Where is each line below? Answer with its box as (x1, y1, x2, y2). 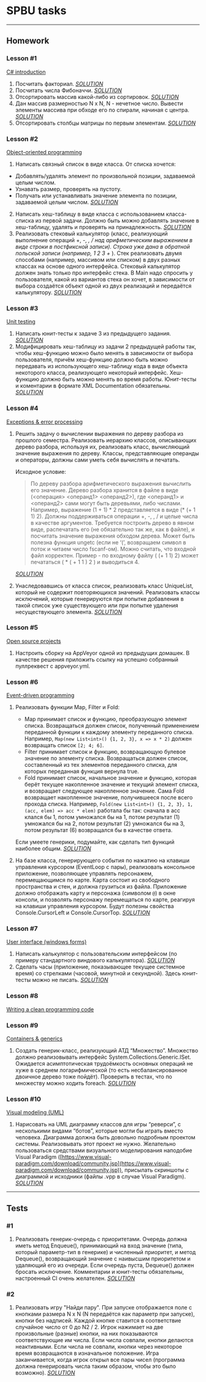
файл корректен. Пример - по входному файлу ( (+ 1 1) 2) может (30, 551, 199, 559)
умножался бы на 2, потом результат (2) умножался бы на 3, (24, 820, 185, 827)
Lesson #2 (6, 135, 39, 143)
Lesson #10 (6, 1094, 42, 1103)
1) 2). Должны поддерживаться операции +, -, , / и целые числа (30, 512, 198, 520)
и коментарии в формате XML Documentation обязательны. (15, 382, 171, 390)
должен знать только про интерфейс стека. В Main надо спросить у (15, 269, 193, 277)
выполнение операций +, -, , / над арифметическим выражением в (15, 236, 193, 243)
